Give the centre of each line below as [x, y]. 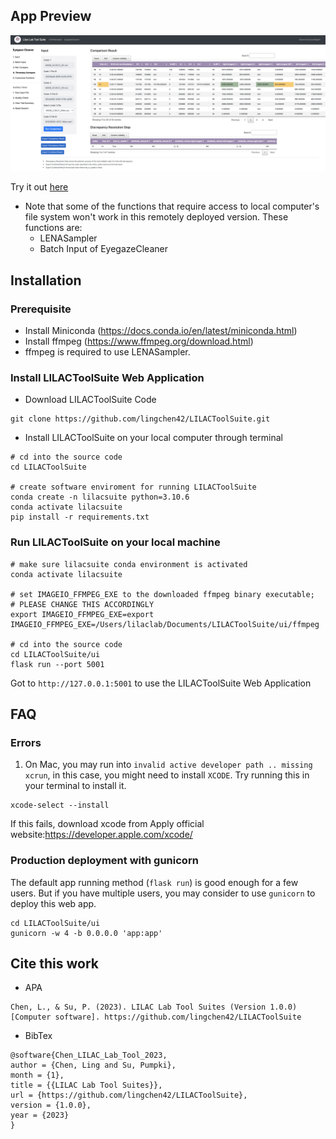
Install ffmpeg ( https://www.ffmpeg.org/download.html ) [139, 341]
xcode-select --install [60, 805]
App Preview [51, 16]
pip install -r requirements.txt [80, 517]
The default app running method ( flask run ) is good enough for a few [154, 882]
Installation [46, 280]
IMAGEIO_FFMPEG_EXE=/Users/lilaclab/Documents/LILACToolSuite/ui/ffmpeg [165, 624]
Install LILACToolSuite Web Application [107, 377]
